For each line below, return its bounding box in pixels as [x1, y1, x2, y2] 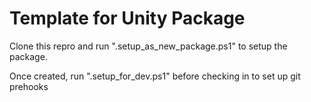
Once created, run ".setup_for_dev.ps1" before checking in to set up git [9, 70, 301, 82]
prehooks [9, 80, 49, 92]
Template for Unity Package [9, 7, 246, 30]
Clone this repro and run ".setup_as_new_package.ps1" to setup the [9, 40, 288, 52]
